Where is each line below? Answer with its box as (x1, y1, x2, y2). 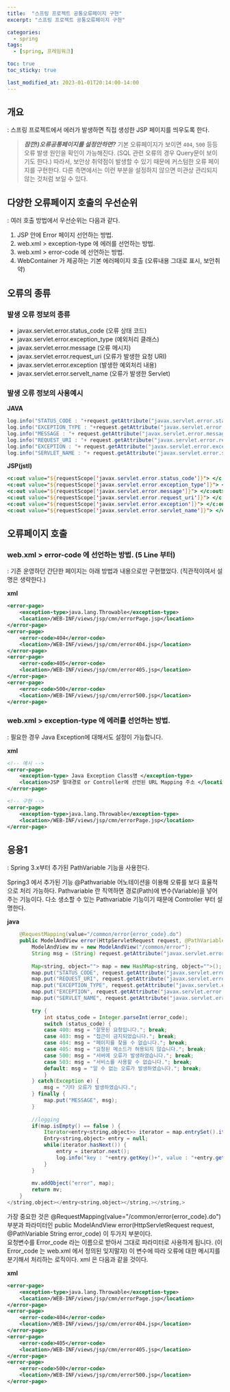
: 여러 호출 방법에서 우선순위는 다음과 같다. (7, 216, 120, 225)
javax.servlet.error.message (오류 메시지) (16, 343, 131, 352)
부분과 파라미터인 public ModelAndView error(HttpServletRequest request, (7, 1220, 214, 1229)
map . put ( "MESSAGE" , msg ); (43, 1097, 118, 1104)
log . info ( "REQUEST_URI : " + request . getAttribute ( (7, 437, 155, 444)
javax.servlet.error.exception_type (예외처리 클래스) (16, 334, 159, 343)
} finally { (31, 1091, 66, 1097)
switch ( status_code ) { (43, 1020, 112, 1027)
